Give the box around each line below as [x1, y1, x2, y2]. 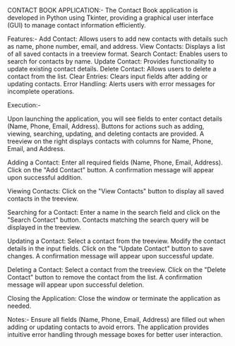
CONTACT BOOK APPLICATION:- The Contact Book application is [7, 6, 198, 14]
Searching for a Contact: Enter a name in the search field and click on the [7, 208, 221, 216]
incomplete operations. [7, 88, 75, 95]
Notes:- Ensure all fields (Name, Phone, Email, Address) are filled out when [7, 316, 225, 323]
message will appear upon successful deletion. [7, 280, 145, 289]
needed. [7, 302, 32, 310]
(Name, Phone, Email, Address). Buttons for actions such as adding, [7, 122, 205, 130]
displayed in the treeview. [7, 223, 82, 232]
